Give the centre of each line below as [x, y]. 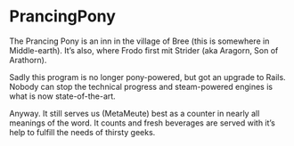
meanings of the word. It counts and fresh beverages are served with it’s [143, 123]
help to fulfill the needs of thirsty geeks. [82, 132]
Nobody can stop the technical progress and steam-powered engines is [141, 86]
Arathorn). [28, 60]
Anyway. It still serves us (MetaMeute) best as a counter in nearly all [135, 113]
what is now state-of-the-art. [62, 96]
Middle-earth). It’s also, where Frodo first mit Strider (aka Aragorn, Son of [144, 50]
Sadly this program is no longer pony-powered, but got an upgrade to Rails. [148, 77]
